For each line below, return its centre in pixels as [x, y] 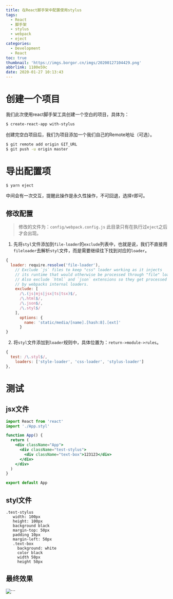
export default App [27, 483]
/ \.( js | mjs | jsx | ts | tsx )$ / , [48, 294]
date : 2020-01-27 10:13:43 [35, 72]
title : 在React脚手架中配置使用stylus [44, 10]
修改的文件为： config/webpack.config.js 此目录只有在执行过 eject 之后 [93, 227]
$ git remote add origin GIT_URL [42, 144]
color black [30, 553]
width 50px [29, 557]
